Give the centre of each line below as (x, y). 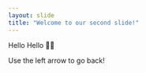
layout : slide (32, 15)
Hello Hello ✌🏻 (32, 45)
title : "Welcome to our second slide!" (74, 23)
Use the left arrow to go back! (56, 60)
